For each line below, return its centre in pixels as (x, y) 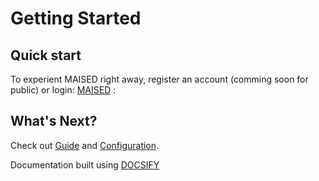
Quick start (46, 55)
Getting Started (76, 18)
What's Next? (54, 121)
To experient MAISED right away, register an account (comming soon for (159, 79)
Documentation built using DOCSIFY (85, 164)
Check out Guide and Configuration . (85, 145)
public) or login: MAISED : (63, 90)
